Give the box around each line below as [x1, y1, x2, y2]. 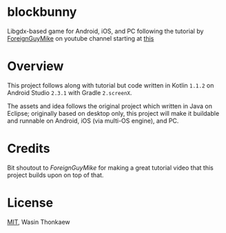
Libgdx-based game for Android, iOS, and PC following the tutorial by [7, 27, 204, 35]
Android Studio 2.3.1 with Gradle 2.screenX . [7, 88, 132, 97]
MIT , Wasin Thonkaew [7, 218, 70, 226]
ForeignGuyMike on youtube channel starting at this [7, 34, 154, 42]
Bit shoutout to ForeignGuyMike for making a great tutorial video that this [7, 163, 214, 172]
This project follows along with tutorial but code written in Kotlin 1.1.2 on [7, 81, 214, 90]
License [7, 195, 54, 210]
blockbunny [7, 4, 77, 20]
